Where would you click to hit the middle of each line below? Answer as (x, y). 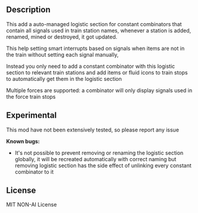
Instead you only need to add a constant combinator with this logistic (91, 66)
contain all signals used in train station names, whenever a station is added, (99, 30)
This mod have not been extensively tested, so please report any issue (93, 130)
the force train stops (31, 96)
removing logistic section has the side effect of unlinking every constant (103, 165)
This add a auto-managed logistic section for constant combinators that (94, 24)
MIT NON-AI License (32, 205)
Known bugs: (23, 141)
